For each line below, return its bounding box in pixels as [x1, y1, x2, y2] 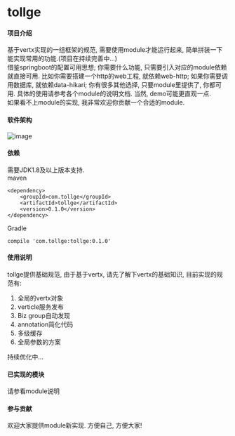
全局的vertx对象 [17, 294, 64, 302]
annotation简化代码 [17, 320, 74, 329]
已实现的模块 [7, 370, 44, 378]
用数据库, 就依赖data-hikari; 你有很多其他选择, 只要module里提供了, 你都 [7, 81, 216, 89]
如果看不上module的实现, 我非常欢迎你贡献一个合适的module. [7, 98, 185, 107]
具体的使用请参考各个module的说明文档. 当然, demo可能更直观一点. [16, 89, 212, 98]
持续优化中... [7, 352, 44, 361]
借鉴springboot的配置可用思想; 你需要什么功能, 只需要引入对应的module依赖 [7, 63, 227, 72]
